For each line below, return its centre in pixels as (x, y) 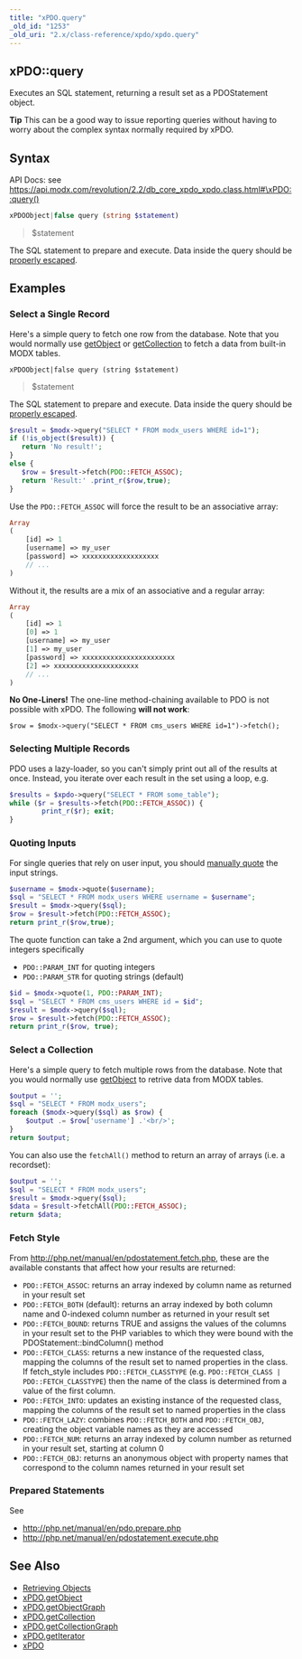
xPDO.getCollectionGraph (70, 1626)
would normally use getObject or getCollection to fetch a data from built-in (148, 344)
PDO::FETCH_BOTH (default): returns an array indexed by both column (147, 1304)
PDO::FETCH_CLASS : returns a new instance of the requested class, (143, 1352)
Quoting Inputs (43, 844)
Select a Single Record (59, 315)
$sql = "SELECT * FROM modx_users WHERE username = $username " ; (133, 897)
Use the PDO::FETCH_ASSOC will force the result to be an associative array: (144, 506)
